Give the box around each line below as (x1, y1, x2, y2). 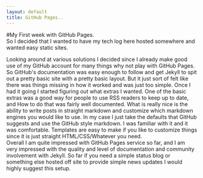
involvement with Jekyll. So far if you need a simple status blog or (6, 151, 171, 159)
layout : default (6, 8, 47, 15)
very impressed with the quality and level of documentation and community (6, 145, 195, 153)
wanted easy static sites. (6, 43, 68, 51)
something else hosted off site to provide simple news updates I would (6, 158, 183, 165)
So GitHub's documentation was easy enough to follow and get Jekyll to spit (6, 68, 197, 75)
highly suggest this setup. (6, 164, 71, 172)
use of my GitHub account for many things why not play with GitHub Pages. (6, 62, 195, 69)
